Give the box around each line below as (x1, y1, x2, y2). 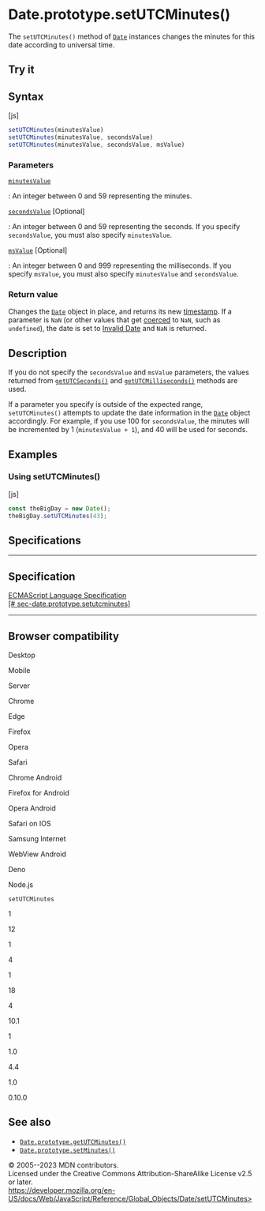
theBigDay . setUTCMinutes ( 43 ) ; (8, 512, 108, 520)
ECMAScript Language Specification (8, 591, 127, 600)
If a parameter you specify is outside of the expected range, (8, 400, 203, 409)
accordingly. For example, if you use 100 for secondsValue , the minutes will (8, 416, 250, 426)
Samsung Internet (8, 834, 66, 844)
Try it (8, 63, 35, 77)
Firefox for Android (8, 788, 69, 798)
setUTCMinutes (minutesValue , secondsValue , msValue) (8, 141, 185, 149)
